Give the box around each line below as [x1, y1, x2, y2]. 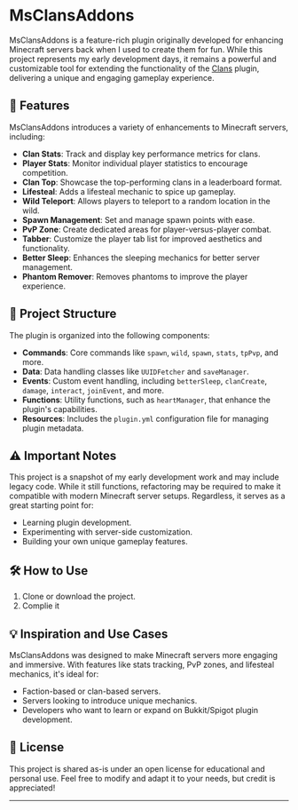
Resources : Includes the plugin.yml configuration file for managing [21, 413, 269, 424]
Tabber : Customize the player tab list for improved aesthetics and [21, 233, 263, 244]
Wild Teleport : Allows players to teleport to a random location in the [21, 195, 271, 206]
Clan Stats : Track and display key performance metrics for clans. [21, 148, 261, 159]
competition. [21, 167, 68, 178]
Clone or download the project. [21, 592, 136, 602]
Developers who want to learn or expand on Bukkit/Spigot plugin [21, 705, 259, 715]
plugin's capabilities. [21, 403, 98, 414]
